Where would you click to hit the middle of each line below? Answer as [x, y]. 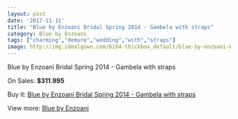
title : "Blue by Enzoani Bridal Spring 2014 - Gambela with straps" [110, 27]
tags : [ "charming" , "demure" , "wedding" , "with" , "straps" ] [91, 40]
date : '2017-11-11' [36, 21]
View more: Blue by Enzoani [48, 108]
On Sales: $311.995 [36, 81]
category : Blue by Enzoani [47, 34]
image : [17, 47]
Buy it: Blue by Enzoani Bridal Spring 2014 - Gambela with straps [102, 94]
